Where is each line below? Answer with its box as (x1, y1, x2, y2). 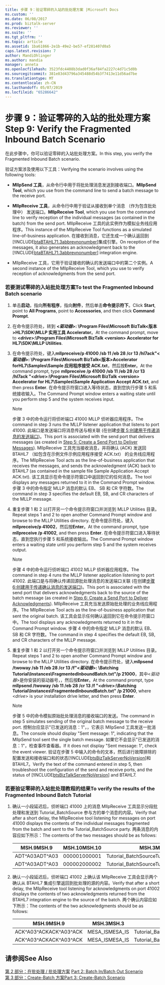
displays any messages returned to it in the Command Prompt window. (12, 479, 156, 485)
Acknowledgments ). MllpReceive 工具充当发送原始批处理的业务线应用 (12, 601, 153, 607)
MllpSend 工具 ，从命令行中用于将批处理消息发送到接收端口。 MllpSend (12, 182, 157, 188)
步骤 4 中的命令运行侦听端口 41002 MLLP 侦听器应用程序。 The (12, 566, 139, 572)
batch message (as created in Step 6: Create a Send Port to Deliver (12, 595, 148, 601)
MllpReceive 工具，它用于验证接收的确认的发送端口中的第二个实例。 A (12, 260, 153, 266)
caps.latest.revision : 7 (5, 48, 56, 53)
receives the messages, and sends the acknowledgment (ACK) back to (12, 463, 156, 469)
